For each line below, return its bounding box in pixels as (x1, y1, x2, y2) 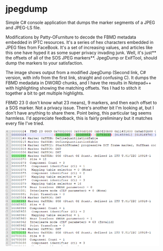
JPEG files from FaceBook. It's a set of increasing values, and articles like (5, 44, 153, 50)
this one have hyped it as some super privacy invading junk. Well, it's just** (5, 50, 157, 56)
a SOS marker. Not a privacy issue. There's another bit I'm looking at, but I (5, 105, 154, 111)
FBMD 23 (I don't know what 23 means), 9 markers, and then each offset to (5, 99, 157, 105)
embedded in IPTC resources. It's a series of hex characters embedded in (5, 39, 154, 45)
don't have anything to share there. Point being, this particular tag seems (5, 110, 152, 116)
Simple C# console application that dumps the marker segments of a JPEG (5, 19, 155, 25)
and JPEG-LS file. (5, 24, 41, 30)
